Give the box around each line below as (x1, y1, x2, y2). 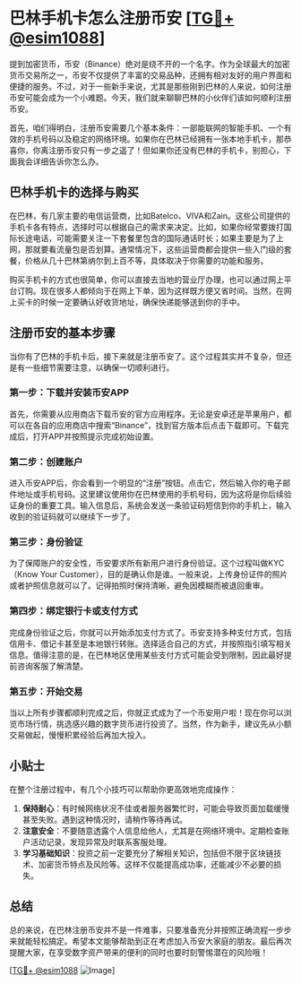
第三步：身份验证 (9, 536, 83, 548)
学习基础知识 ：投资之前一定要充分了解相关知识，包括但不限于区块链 (21, 848, 274, 859)
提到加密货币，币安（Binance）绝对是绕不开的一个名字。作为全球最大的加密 (9, 58, 291, 69)
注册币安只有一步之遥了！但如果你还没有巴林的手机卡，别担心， (47, 144, 284, 155)
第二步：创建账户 (9, 455, 83, 468)
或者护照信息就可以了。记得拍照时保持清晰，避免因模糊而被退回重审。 (9, 580, 269, 591)
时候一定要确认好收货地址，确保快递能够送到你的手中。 (39, 297, 245, 307)
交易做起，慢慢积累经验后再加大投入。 (9, 729, 150, 740)
